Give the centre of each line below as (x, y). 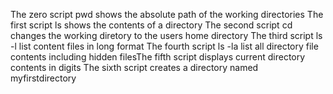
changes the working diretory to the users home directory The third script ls (166, 35)
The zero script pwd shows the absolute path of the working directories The (167, 14)
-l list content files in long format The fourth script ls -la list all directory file (164, 46)
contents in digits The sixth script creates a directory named (134, 67)
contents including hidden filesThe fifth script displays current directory (158, 57)
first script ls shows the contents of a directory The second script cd (151, 25)
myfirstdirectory (43, 78)
